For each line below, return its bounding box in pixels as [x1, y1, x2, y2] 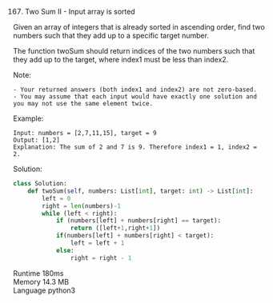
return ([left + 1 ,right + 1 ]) [70, 224, 161, 233]
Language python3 [13, 285, 76, 295]
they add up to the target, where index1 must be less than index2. [13, 55, 229, 64]
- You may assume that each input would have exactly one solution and [13, 93, 257, 101]
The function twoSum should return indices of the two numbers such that [13, 46, 255, 55]
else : [55, 246, 74, 254]
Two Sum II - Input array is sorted [24, 7, 135, 16]
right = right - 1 [70, 253, 132, 262]
